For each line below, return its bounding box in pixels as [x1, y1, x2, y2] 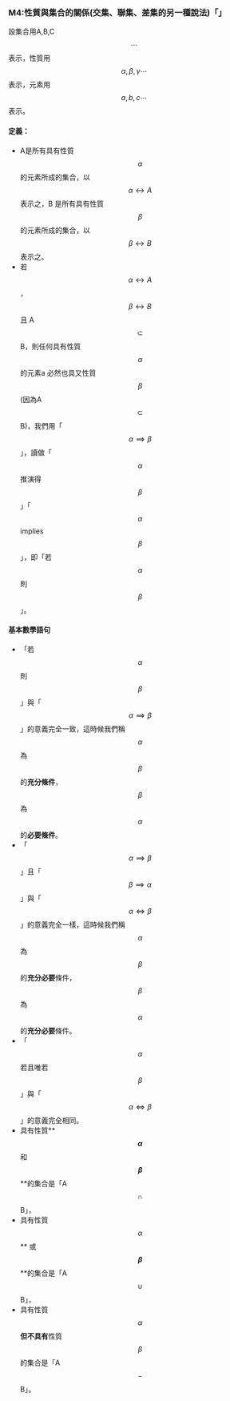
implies [19, 526, 44, 536]
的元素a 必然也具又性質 [19, 368, 97, 377]
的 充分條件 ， [19, 777, 62, 787]
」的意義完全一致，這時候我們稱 [19, 723, 125, 734]
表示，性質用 [8, 54, 50, 63]
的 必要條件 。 [19, 830, 62, 839]
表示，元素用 [8, 80, 50, 90]
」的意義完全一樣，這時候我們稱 [19, 920, 125, 929]
